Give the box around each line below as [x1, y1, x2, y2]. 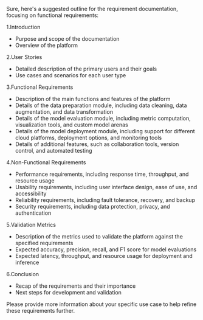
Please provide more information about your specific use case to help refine [6, 301, 197, 308]
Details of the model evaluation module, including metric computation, [15, 115, 191, 122]
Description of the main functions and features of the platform [15, 96, 171, 102]
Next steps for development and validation [15, 289, 122, 296]
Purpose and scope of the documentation [15, 35, 120, 42]
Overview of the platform [15, 42, 78, 49]
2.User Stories [6, 54, 43, 60]
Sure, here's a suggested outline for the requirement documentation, [6, 5, 178, 12]
